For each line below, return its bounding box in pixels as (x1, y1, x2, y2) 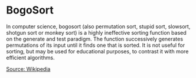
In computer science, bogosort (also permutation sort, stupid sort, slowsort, (6, 23, 191, 30)
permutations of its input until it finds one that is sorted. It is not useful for (6, 42, 185, 49)
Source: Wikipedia (6, 65, 51, 72)
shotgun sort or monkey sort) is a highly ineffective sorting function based (6, 29, 187, 36)
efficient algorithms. (6, 54, 55, 61)
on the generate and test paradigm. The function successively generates (6, 35, 184, 42)
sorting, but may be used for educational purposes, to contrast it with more (6, 48, 189, 55)
